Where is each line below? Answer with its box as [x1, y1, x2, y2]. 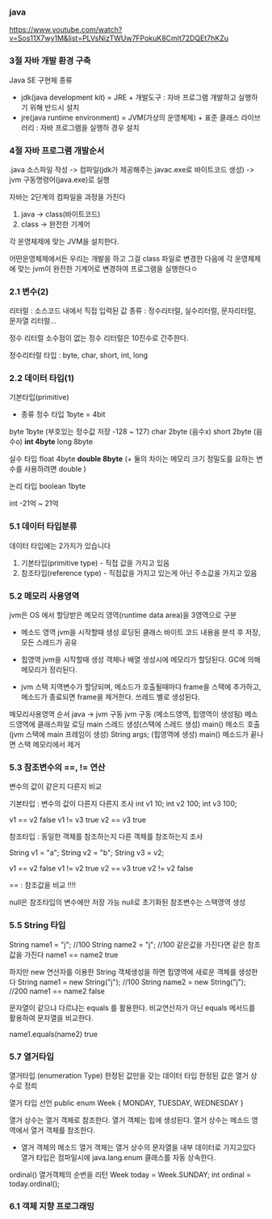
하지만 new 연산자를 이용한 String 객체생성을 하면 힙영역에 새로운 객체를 [9, 967, 237, 976]
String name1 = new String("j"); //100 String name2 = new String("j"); [17, 977, 246, 987]
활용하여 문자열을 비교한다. [9, 1013, 94, 1022]
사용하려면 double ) [23, 464, 87, 474]
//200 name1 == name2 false [9, 986, 106, 996]
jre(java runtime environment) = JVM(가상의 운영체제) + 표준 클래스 [20, 112, 240, 122]
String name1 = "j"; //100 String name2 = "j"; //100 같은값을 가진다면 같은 [9, 939, 246, 949]
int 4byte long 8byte [24, 437, 94, 447]
